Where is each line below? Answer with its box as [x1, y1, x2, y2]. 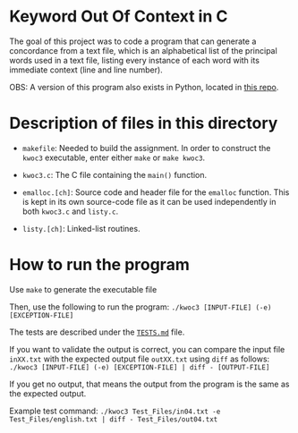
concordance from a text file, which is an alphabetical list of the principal [9, 45, 277, 55]
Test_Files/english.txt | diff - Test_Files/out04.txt [9, 414, 218, 424]
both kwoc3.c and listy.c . [21, 206, 119, 216]
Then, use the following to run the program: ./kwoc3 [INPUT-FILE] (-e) [9, 301, 272, 312]
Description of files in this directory [9, 114, 278, 133]
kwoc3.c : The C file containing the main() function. [21, 169, 208, 180]
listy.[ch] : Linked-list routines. [21, 223, 140, 233]
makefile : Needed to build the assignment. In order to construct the [21, 142, 271, 153]
